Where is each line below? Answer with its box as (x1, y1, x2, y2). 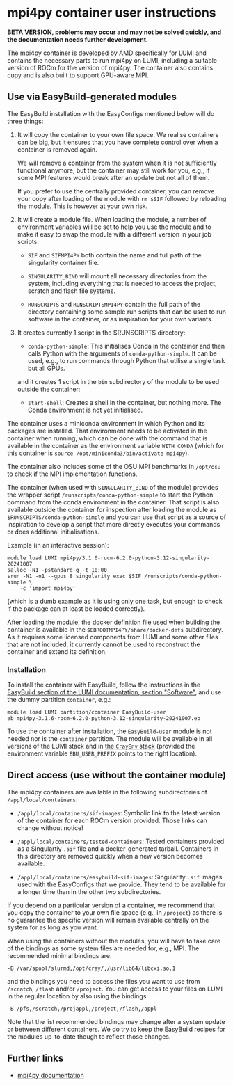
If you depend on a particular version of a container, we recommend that (7, 901, 216, 909)
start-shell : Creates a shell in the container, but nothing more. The (27, 398, 222, 406)
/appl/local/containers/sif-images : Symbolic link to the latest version (17, 808, 220, 817)
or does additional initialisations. (7, 527, 99, 536)
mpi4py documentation (17, 1071, 85, 1079)
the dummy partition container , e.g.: (7, 696, 111, 704)
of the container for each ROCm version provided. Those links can (17, 816, 207, 824)
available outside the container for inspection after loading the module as (7, 505, 217, 513)
